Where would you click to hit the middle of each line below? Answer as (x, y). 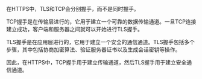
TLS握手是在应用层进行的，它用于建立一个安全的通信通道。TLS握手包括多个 (100, 42)
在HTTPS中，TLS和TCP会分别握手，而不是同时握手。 (73, 9)
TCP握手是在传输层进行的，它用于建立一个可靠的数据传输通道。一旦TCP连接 (101, 22)
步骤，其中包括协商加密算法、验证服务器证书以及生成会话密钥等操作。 (93, 49)
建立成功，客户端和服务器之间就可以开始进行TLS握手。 (74, 29)
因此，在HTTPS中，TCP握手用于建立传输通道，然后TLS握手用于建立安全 (96, 62)
